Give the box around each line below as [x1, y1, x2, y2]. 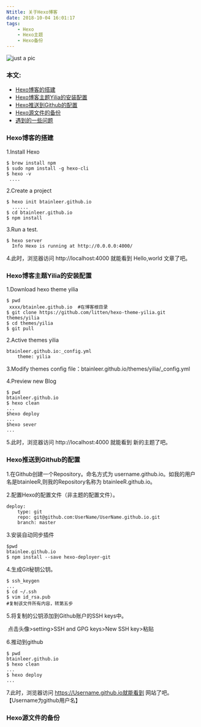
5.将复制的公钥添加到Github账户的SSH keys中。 [6, 612, 127, 619]
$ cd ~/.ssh [6, 589, 37, 595]
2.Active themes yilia [6, 336, 59, 344]
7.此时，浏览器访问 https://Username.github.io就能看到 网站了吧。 [6, 689, 173, 696]
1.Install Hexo [6, 148, 40, 155]
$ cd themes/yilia [6, 320, 53, 326]
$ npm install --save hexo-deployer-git [6, 554, 112, 560]
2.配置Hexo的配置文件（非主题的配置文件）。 [6, 491, 118, 498]
